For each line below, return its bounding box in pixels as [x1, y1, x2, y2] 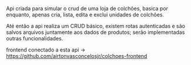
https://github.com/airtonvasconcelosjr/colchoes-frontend [6, 53, 148, 59]
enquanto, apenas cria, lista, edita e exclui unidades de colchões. [6, 11, 165, 18]
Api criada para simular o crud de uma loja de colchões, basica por [6, 5, 169, 12]
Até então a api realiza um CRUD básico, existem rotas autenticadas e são [6, 23, 185, 29]
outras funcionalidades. [6, 35, 63, 42]
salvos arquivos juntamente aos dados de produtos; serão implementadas [6, 29, 185, 36]
